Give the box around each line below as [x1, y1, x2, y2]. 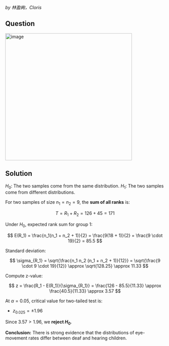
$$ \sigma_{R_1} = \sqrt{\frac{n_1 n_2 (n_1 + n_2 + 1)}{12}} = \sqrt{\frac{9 [9, 257, 161, 263]
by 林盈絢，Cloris [5, 5, 42, 10]
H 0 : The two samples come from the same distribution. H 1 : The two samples [5, 182, 164, 190]
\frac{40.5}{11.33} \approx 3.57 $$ [49, 288, 121, 294]
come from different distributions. [5, 190, 75, 196]
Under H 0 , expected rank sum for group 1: [5, 222, 93, 229]
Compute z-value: [5, 272, 43, 278]
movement [5, 335, 28, 341]
